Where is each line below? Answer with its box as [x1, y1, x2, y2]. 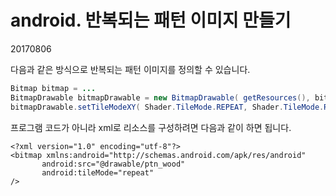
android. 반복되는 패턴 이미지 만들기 [10, 9, 292, 32]
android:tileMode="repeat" [41, 167, 155, 178]
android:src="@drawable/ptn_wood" [41, 159, 186, 169]
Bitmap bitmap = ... [10, 83, 97, 93]
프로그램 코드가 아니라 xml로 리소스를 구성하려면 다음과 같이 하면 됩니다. [10, 121, 292, 133]
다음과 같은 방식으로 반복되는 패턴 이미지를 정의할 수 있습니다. [10, 63, 251, 75]
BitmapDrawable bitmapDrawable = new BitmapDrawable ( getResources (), [10, 92, 311, 103]
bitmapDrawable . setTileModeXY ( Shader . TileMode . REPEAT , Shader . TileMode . [10, 102, 325, 112]
